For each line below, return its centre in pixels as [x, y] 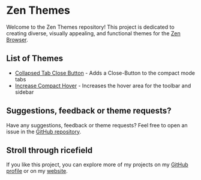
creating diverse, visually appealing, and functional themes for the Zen [94, 33]
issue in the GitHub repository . [44, 132]
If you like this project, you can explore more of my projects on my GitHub [97, 164]
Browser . [17, 39]
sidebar [24, 92]
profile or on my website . [37, 171]
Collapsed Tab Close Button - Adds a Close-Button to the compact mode [105, 73]
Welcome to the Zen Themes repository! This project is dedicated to [91, 27]
